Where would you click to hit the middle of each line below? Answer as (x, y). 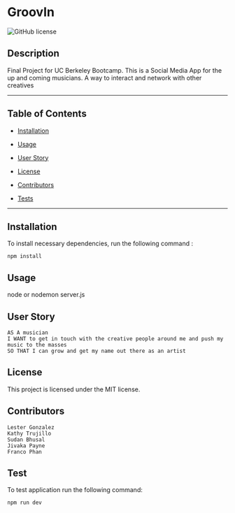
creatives (21, 85)
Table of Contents (47, 114)
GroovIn (31, 12)
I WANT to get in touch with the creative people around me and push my (115, 339)
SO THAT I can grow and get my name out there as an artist (97, 351)
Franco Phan (24, 451)
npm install (24, 256)
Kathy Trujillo (29, 433)
